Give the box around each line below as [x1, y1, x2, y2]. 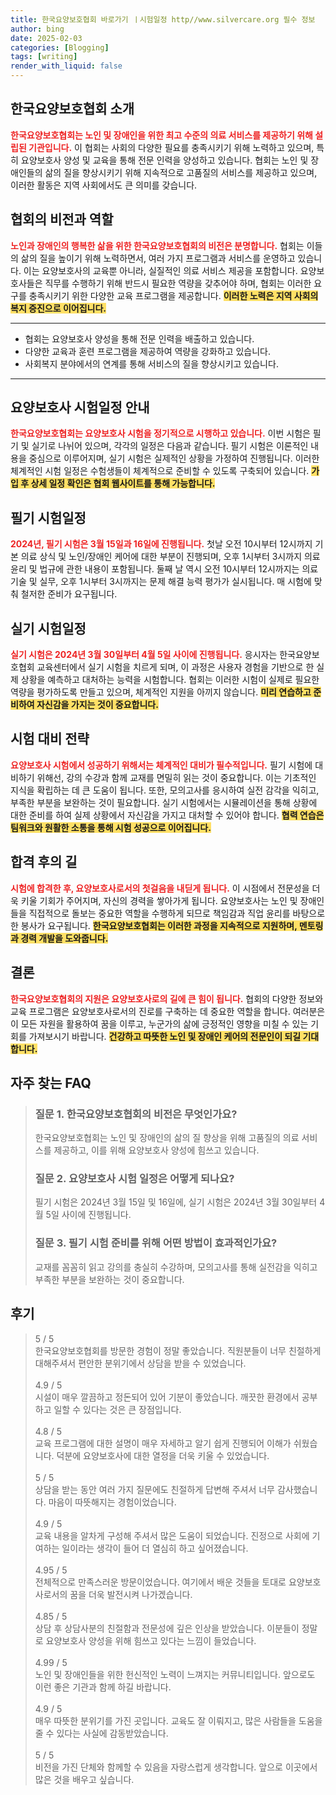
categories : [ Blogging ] [10, 42, 110, 53]
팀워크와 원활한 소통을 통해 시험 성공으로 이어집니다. [10, 821, 212, 833]
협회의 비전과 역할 [10, 211, 114, 228]
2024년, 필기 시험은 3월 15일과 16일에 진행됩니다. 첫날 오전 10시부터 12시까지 [10, 538, 313, 550]
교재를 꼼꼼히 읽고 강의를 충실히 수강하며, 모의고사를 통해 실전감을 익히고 [34, 1261, 318, 1273]
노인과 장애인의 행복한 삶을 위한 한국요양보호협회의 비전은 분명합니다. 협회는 [10, 239, 305, 251]
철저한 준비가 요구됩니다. [20, 588, 118, 600]
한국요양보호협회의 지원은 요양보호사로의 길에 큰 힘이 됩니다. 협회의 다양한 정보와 [10, 992, 324, 1005]
